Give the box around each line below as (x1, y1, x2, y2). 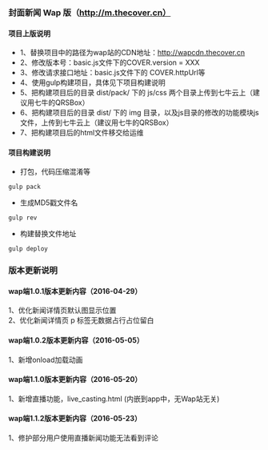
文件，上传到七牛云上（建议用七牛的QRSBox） (19, 118, 174, 127)
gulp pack (8, 183, 42, 191)
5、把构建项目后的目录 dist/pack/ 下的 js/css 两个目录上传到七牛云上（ (19, 88, 254, 98)
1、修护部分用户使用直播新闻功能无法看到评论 (8, 433, 158, 443)
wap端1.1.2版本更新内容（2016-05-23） (8, 414, 142, 424)
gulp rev (8, 214, 38, 222)
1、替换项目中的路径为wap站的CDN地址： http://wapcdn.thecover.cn (19, 48, 246, 58)
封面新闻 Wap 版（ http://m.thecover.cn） (8, 6, 171, 18)
